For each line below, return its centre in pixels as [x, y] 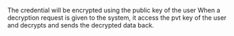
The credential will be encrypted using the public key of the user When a [114, 10]
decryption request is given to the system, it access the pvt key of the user [117, 18]
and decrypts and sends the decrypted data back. [81, 25]
